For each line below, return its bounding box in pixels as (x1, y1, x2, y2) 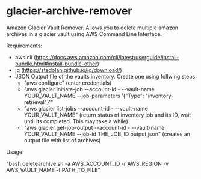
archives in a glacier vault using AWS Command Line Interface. (6, 30, 162, 37)
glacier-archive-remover (6, 4, 132, 18)
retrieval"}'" (23, 98, 54, 106)
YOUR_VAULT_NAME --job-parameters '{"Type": (23, 92, 144, 99)
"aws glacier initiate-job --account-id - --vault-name (23, 85, 155, 93)
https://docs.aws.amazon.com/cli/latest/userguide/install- (36, 53, 179, 61)
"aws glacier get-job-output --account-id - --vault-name (23, 124, 165, 131)
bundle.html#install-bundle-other (14, 60, 97, 67)
